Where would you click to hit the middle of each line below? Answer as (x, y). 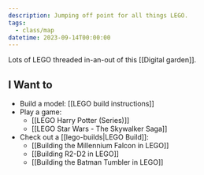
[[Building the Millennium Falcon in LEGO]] (100, 146)
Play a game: (41, 112)
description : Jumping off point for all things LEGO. (98, 15)
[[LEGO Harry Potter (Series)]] (80, 121)
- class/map (35, 30)
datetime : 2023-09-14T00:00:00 (59, 37)
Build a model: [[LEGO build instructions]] (87, 104)
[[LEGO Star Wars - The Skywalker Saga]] (99, 129)
